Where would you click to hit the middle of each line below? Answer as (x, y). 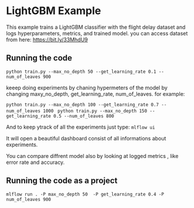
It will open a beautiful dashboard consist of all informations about (86, 138)
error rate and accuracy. (35, 162)
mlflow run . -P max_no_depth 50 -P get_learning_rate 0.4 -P (85, 194)
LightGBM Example (53, 11)
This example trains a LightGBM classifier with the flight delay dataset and (96, 27)
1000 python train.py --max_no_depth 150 (95, 111)
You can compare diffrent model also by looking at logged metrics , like (92, 156)
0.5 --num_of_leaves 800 (84, 116)
